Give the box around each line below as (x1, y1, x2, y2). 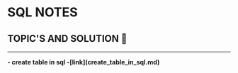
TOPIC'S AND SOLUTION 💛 (7, 33, 127, 45)
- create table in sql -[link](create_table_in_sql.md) (7, 58, 160, 66)
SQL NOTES (7, 4, 78, 21)
